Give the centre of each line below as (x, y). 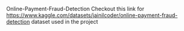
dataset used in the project (64, 22)
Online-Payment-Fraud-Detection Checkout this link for (75, 9)
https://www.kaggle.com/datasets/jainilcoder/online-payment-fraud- (92, 15)
